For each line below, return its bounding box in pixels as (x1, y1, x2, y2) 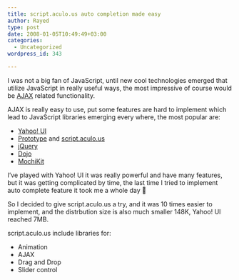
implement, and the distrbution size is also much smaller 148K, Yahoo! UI (7, 207, 221, 216)
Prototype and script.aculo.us (17, 134, 106, 143)
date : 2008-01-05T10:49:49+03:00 (7, 30, 107, 38)
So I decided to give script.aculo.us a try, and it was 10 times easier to (7, 199, 213, 208)
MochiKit (17, 156, 45, 165)
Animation (17, 242, 48, 251)
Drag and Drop (17, 258, 62, 266)
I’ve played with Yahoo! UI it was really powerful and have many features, (7, 171, 223, 179)
